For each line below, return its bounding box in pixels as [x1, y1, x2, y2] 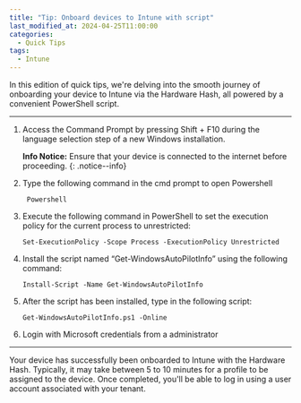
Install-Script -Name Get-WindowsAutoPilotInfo [21, 280, 203, 289]
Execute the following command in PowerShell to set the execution [21, 211, 269, 221]
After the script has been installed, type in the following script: [21, 296, 253, 306]
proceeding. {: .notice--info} [21, 160, 127, 171]
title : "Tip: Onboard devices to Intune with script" [9, 13, 215, 22]
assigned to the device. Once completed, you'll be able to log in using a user [9, 373, 292, 384]
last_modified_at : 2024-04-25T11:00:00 [9, 21, 159, 30]
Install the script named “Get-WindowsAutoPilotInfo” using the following [21, 253, 288, 264]
